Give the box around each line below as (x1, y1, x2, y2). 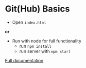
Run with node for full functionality (12, 38, 82, 44)
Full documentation (5, 57, 44, 63)
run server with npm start (19, 48, 71, 54)
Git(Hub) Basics (5, 3, 70, 14)
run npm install (19, 43, 52, 49)
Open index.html (12, 19, 47, 25)
